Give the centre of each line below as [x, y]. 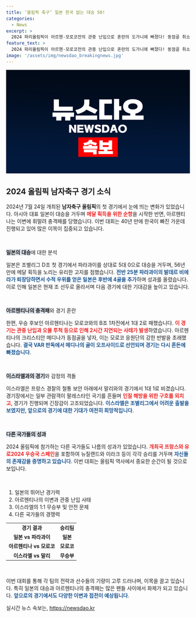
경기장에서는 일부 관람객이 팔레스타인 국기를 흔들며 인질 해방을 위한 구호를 [90, 396]
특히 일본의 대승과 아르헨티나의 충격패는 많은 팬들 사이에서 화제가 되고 [93, 588]
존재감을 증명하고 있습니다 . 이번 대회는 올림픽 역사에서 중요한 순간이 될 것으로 [100, 461]
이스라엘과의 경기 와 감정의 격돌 [41, 376]
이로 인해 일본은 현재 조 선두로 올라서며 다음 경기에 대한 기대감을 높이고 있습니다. [98, 287]
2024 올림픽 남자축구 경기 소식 [58, 191]
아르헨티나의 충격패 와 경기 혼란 [41, 311]
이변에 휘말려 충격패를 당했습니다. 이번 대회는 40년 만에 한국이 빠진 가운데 [101, 221]
